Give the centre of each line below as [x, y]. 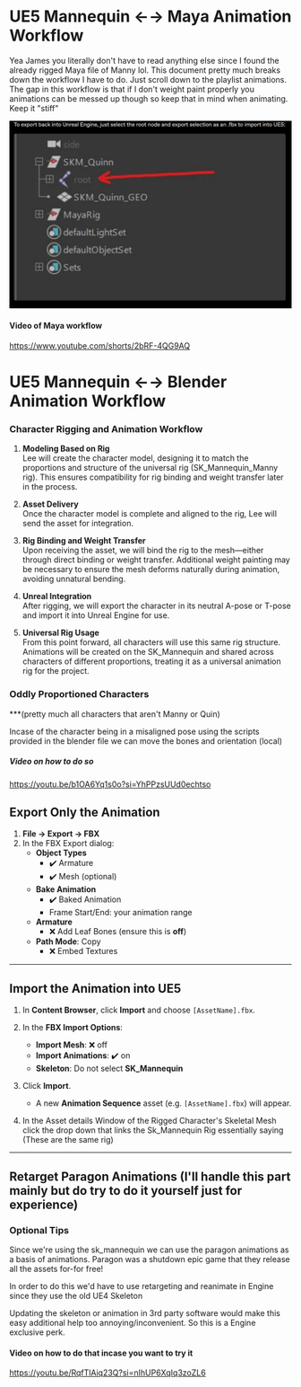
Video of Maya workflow [56, 326]
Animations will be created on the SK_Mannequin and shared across [148, 652]
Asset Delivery [50, 504]
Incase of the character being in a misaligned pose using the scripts [134, 731]
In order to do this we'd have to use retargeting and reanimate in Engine [142, 1285]
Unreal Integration [57, 596]
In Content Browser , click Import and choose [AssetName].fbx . [138, 1010]
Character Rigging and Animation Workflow [106, 428]
